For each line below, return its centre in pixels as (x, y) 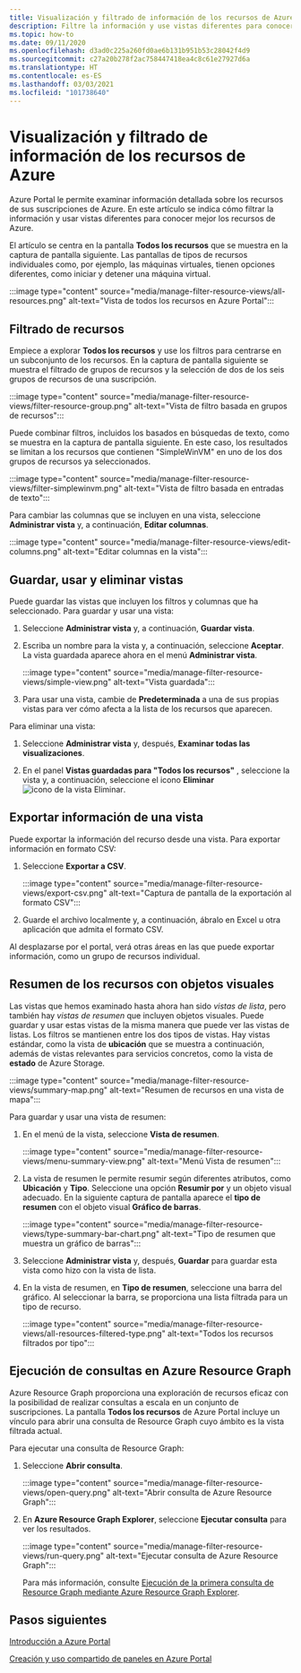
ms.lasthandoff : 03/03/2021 (62, 84)
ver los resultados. (56, 1529)
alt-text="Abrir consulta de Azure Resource (192, 1492)
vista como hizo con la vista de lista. (89, 1270)
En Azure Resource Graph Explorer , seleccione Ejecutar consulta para (154, 1519)
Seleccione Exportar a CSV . (74, 866)
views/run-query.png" (63, 1556)
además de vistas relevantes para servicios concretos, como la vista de (141, 1053)
